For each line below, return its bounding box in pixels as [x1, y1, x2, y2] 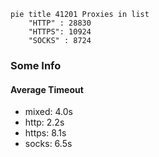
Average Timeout [10, 83, 84, 95]
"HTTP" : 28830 [28, 18, 92, 28]
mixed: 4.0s [24, 106, 73, 118]
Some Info [10, 58, 62, 72]
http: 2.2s [24, 116, 65, 129]
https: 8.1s [24, 127, 67, 139]
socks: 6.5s [24, 138, 73, 150]
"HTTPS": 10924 [28, 27, 92, 37]
